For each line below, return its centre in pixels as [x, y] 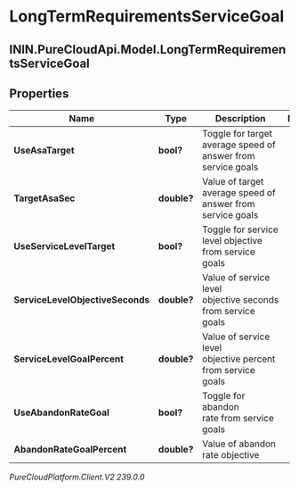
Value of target [233, 182]
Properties [39, 93]
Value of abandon [239, 444]
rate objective [230, 455]
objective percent [238, 359]
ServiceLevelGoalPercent [69, 359]
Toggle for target [237, 134]
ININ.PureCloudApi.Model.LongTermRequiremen [148, 50]
